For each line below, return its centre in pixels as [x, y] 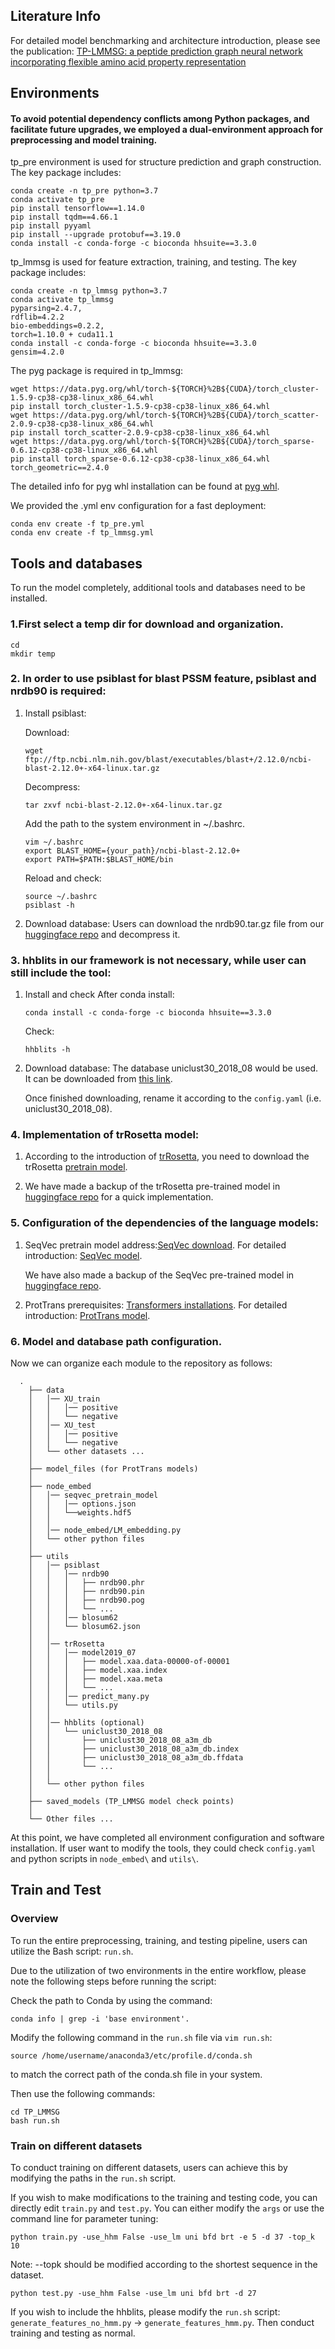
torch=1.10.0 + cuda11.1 [62, 335]
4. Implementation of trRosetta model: [105, 1135]
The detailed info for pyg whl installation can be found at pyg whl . [145, 486]
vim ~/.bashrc [54, 842]
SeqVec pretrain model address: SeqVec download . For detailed [155, 1245]
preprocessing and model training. [84, 140]
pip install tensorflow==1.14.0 [77, 209]
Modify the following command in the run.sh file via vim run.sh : [141, 2037]
